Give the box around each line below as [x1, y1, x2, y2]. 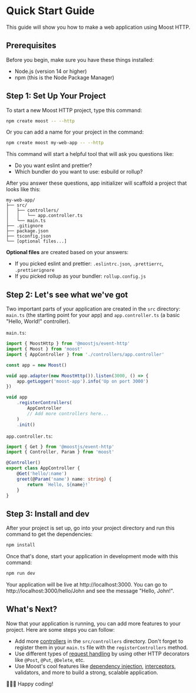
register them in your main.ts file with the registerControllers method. [14, 644, 188, 651]
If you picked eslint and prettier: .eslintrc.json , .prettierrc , [14, 260, 164, 267]
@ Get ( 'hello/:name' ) [16, 471, 67, 477]
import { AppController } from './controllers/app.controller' [6, 351, 165, 357]
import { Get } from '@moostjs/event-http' [6, 444, 115, 449]
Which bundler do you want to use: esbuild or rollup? [14, 168, 143, 175]
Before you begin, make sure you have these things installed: [6, 56, 154, 63]
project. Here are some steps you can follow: [6, 626, 115, 633]
